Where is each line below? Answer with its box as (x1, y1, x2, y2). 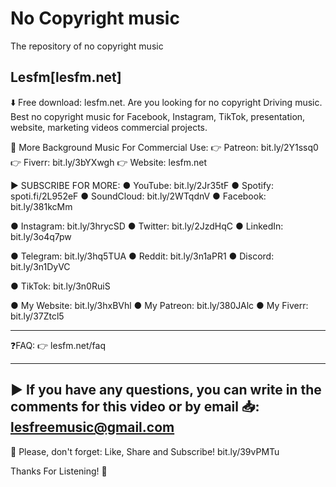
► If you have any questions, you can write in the (10, 382, 322, 399)
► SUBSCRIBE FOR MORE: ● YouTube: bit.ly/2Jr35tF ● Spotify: (10, 179, 275, 191)
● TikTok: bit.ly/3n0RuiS (10, 280, 111, 292)
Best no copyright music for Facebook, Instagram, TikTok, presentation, (10, 110, 306, 122)
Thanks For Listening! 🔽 (10, 465, 108, 477)
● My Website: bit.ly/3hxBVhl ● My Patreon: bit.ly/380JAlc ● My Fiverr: (10, 299, 309, 311)
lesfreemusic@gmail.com (10, 419, 175, 436)
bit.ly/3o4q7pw (10, 230, 72, 242)
